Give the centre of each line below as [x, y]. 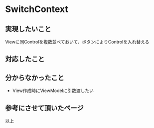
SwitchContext [37, 9]
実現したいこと [28, 29]
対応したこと [25, 59]
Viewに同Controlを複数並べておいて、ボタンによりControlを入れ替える [77, 42]
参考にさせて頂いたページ [44, 108]
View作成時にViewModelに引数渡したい [53, 90]
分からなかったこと [35, 78]
